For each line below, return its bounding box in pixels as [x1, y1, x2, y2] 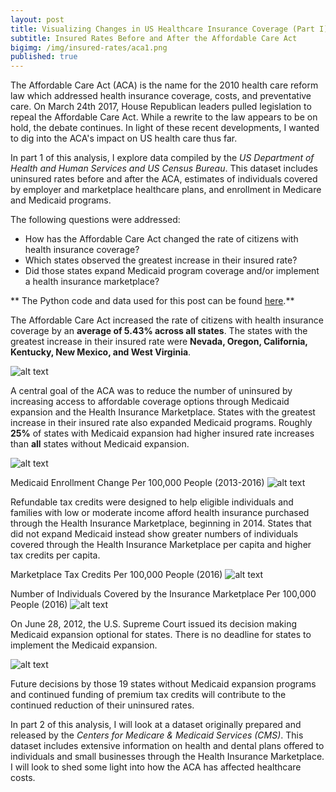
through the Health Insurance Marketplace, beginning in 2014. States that [10, 517, 312, 530]
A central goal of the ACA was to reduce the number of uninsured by [10, 385, 293, 397]
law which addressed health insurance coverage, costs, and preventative [10, 90, 312, 102]
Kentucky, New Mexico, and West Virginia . [10, 346, 192, 358]
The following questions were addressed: [10, 214, 181, 226]
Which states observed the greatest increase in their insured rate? [24, 254, 298, 266]
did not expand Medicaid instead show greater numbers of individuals [10, 528, 299, 540]
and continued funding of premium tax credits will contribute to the [10, 689, 287, 701]
